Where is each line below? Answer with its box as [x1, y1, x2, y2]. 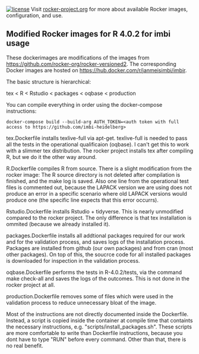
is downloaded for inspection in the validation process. [6, 257, 140, 264]
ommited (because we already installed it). [6, 220, 110, 228]
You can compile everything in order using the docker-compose [6, 101, 163, 108]
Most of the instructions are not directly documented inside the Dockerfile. [6, 310, 189, 317]
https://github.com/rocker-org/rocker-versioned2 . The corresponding [6, 60, 176, 68]
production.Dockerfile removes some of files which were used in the [6, 292, 173, 299]
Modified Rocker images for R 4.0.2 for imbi [6, 29, 171, 39]
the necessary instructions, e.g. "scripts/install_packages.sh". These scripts [6, 323, 192, 330]
